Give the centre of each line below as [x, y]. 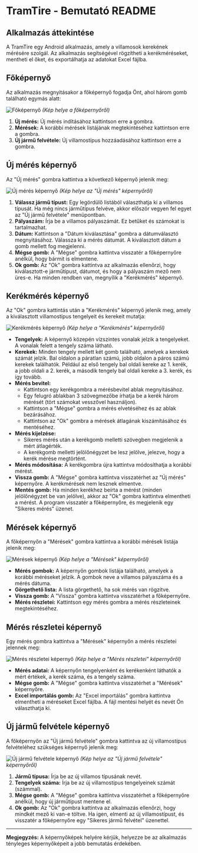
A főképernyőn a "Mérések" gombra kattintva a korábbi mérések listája [92, 542]
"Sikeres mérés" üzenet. [44, 509]
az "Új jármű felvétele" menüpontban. [60, 214]
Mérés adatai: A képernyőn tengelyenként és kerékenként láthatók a [98, 670]
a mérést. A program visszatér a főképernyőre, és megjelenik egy [94, 503]
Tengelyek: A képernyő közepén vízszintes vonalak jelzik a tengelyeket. [102, 339]
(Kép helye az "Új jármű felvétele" [121, 758]
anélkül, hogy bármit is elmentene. [57, 259]
